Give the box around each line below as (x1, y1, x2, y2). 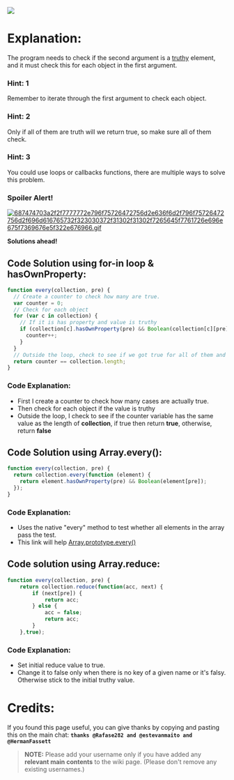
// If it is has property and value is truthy (19, 319, 157, 326)
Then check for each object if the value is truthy (17, 404, 155, 413)
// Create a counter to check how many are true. (13, 293, 160, 300)
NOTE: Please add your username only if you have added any (24, 750, 202, 759)
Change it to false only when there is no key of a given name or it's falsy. (17, 668, 226, 677)
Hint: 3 (7, 152, 31, 162)
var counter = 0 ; (13, 300, 64, 307)
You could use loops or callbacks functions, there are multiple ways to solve (7, 168, 226, 176)
